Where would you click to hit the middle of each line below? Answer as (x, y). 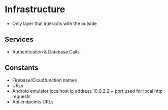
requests (21, 96)
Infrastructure (35, 9)
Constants (22, 68)
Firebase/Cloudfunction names (44, 80)
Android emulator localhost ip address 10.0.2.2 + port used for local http (87, 91)
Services (19, 39)
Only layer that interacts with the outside (54, 23)
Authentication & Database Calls (46, 51)
